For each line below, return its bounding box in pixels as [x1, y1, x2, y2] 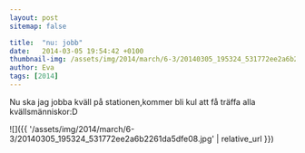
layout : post [9, 13, 59, 23]
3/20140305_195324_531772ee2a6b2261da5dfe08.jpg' [9, 133, 215, 144]
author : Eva [9, 63, 54, 72]
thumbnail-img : [9, 55, 67, 64]
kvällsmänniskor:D [9, 106, 79, 117]
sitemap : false [9, 22, 67, 31]
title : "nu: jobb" [9, 38, 84, 47]
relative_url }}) [221, 133, 274, 144]
